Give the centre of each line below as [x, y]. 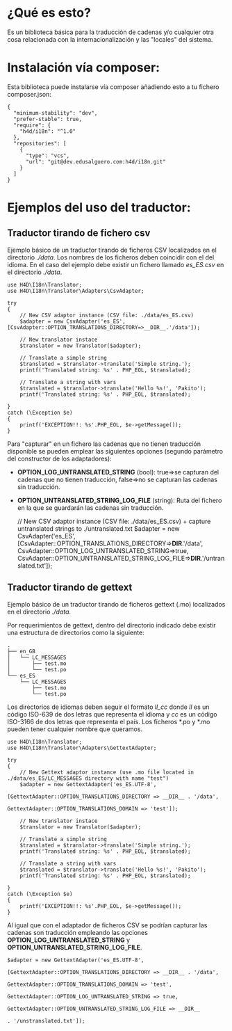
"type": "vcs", [48, 155]
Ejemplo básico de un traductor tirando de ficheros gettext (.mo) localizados [116, 604]
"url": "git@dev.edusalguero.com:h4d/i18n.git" [96, 161]
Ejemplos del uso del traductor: [99, 208]
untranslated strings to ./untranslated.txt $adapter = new [98, 528]
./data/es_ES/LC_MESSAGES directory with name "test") [88, 778]
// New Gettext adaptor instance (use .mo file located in [107, 772]
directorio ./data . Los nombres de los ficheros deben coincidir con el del [111, 257]
